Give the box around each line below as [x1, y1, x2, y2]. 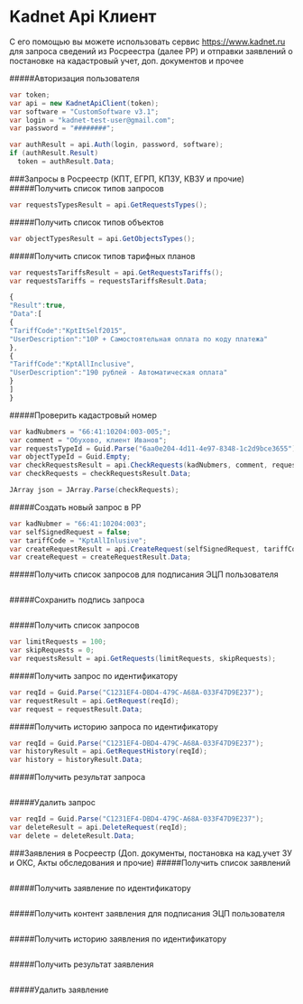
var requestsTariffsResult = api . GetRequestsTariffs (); [9, 268, 224, 277]
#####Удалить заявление [9, 984, 109, 995]
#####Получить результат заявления [9, 959, 154, 970]
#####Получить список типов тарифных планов [9, 250, 196, 261]
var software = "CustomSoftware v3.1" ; [9, 107, 160, 116]
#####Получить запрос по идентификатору [9, 670, 179, 681]
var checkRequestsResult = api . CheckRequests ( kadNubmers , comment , [9, 460, 269, 470]
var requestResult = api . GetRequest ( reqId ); [9, 696, 179, 705]
